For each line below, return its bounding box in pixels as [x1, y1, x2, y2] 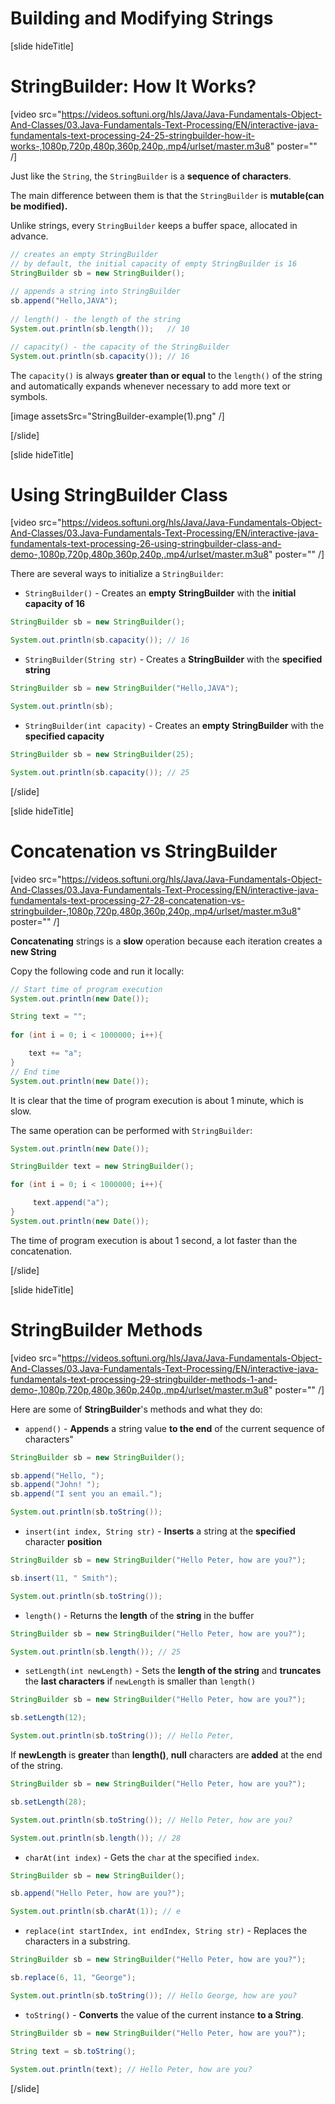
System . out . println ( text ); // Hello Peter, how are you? [10, 2065, 253, 2075]
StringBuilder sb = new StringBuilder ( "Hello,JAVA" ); [10, 683, 240, 694]
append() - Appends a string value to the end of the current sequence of [24, 1422, 325, 1434]
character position [24, 1536, 103, 1548]
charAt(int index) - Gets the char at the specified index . [24, 1851, 260, 1863]
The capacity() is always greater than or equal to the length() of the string [10, 369, 323, 381]
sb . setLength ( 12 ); [10, 1713, 87, 1723]
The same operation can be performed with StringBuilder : [10, 1124, 253, 1136]
